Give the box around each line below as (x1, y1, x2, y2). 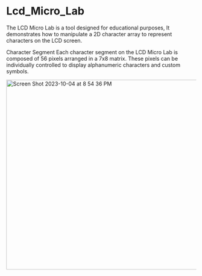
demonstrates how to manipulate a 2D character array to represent (6, 30, 172, 37)
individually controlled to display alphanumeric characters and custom (6, 61, 181, 69)
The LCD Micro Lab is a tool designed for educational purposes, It (6, 24, 170, 31)
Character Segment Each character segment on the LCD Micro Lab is (6, 48, 178, 55)
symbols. (6, 67, 29, 75)
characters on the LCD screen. (6, 37, 83, 44)
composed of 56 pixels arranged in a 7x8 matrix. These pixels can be (6, 55, 178, 62)
